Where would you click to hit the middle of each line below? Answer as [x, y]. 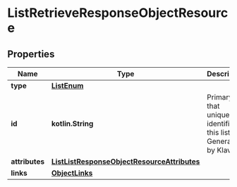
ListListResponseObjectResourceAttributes [126, 162]
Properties [31, 54]
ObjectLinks [72, 173]
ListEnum [68, 86]
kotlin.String [73, 123]
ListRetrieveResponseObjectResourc [118, 13]
